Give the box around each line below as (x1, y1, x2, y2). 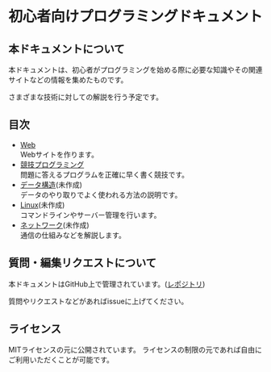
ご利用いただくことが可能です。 (8, 355, 115, 365)
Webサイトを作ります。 (19, 149, 99, 159)
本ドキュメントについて (8, 42, 125, 56)
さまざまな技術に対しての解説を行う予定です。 (8, 92, 164, 102)
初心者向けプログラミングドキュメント (8, 7, 264, 26)
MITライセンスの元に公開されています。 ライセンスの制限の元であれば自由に (8, 345, 262, 355)
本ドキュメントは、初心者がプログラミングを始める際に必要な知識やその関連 (8, 65, 263, 74)
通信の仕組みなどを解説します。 (19, 230, 127, 240)
